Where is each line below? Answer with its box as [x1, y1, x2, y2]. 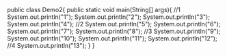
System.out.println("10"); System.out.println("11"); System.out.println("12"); [7, 34, 217, 43]
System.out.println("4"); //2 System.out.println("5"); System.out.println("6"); [7, 20, 221, 28]
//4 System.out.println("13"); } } [7, 42, 96, 49]
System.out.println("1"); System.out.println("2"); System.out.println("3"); [7, 13, 211, 21]
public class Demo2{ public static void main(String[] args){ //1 [7, 6, 181, 13]
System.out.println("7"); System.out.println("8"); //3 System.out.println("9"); [7, 27, 221, 35]
